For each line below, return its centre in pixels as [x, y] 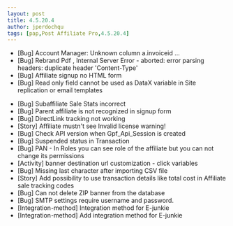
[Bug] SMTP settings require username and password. [96, 201]
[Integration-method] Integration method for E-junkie [93, 208]
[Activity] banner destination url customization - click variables [107, 163]
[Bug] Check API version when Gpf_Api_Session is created [102, 134]
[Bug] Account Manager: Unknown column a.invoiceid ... [98, 53]
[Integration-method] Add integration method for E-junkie [100, 216]
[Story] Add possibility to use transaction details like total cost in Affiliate [122, 178]
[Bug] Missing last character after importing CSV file [92, 171]
